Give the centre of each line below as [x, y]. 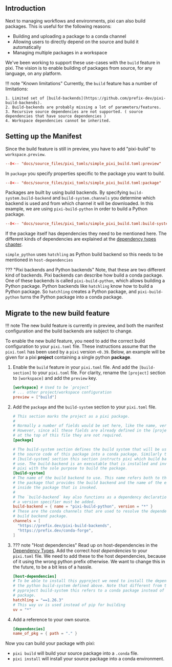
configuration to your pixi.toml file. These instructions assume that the [81, 346]
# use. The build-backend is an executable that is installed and [85, 464]
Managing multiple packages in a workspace [60, 52]
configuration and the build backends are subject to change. [69, 331]
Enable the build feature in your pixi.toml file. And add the [75, 367]
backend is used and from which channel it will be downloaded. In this [79, 203]
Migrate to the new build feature [58, 313]
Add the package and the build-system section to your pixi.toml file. [84, 407]
